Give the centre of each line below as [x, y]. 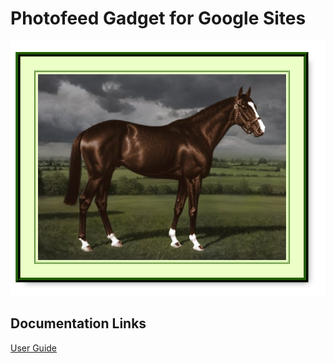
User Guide [34, 348]
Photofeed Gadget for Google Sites [158, 18]
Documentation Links [78, 323]
